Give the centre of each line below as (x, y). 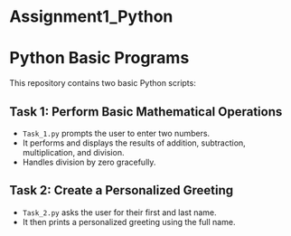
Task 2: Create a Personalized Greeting (122, 190)
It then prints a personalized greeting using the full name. (129, 222)
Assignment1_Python (91, 17)
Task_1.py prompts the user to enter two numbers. (116, 133)
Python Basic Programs (99, 58)
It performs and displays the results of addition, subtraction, (134, 143)
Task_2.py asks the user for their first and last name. (119, 212)
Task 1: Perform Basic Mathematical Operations (146, 112)
